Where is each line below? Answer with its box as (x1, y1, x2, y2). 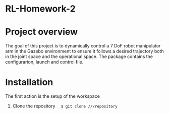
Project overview (5, 26, 78, 38)
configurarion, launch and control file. (5, 59, 84, 65)
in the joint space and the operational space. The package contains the (5, 53, 153, 60)
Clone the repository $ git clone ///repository (12, 103, 118, 109)
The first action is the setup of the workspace (5, 93, 100, 99)
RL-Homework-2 (5, 3, 76, 15)
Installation (5, 77, 53, 88)
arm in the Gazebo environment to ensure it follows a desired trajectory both (5, 48, 164, 54)
